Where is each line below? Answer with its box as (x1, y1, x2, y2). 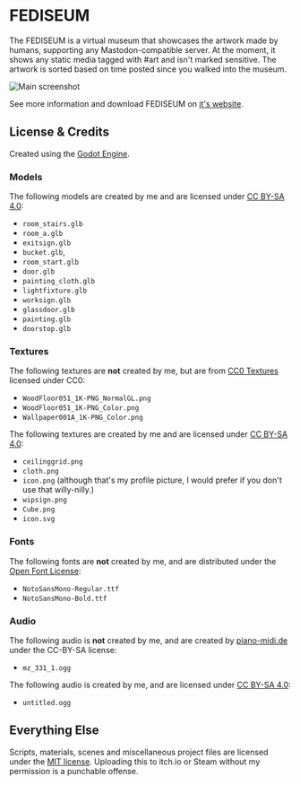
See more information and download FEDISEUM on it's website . (9, 98, 244, 109)
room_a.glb (21, 230, 64, 239)
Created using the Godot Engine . (9, 148, 130, 159)
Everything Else (9, 723, 99, 738)
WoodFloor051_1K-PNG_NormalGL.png (21, 394, 151, 404)
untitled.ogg (21, 698, 72, 707)
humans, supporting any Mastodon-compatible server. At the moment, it (9, 44, 276, 55)
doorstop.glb (21, 325, 72, 334)
